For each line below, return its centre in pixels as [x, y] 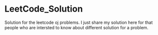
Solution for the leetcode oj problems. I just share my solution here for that [79, 22]
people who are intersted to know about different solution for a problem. [77, 27]
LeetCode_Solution [44, 9]
